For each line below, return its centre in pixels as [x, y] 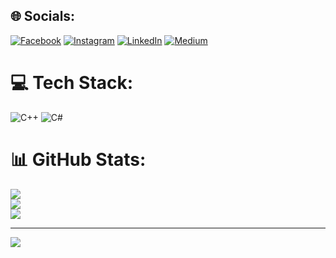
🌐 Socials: [43, 16]
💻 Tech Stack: [72, 83]
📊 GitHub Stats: [78, 159]
